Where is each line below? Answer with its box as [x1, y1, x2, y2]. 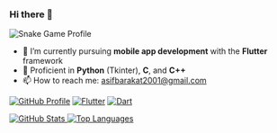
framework [22, 56, 64, 66]
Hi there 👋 [9, 8, 54, 21]
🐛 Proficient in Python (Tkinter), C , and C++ [22, 65, 186, 75]
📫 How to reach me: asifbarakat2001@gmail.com [22, 75, 207, 86]
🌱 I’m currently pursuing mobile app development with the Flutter [22, 46, 268, 57]
